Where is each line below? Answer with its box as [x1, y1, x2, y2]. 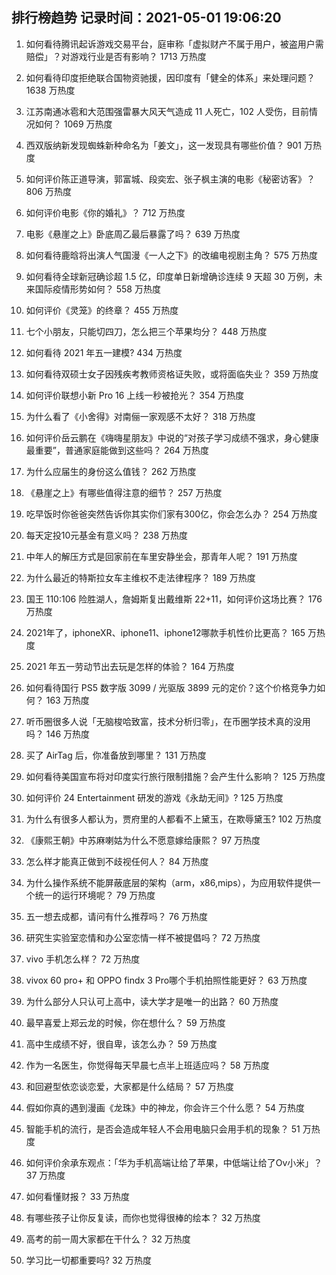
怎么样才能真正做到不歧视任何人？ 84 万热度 [25, 855, 209, 867]
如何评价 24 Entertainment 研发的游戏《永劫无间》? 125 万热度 [25, 791, 284, 803]
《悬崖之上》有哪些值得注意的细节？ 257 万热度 [25, 486, 223, 498]
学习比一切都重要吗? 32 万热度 [25, 1254, 153, 1266]
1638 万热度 [25, 84, 76, 96]
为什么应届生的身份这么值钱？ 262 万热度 [25, 465, 197, 477]
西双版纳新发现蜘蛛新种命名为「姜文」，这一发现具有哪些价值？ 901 [25, 139, 302, 151]
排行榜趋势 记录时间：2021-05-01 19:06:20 [11, 9, 282, 27]
